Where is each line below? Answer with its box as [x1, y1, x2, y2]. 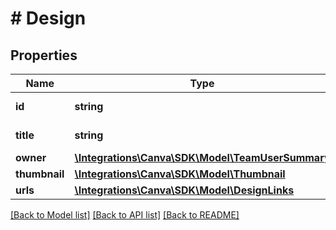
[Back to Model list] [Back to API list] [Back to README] [10, 209, 240, 221]
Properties [10, 47, 78, 64]
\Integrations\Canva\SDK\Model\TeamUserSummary [74, 151, 331, 164]
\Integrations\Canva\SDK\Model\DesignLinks [74, 183, 295, 197]
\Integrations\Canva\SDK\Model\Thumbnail [74, 167, 286, 181]
